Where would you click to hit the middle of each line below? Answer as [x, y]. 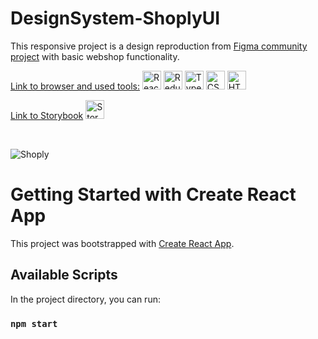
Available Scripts [64, 275]
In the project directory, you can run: [85, 299]
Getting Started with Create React [153, 194]
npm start [34, 323]
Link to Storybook [47, 115]
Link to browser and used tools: [75, 86]
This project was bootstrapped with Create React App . [122, 243]
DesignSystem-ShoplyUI [115, 18]
